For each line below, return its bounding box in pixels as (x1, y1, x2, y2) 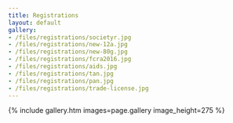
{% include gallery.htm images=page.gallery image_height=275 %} (8, 106, 225, 115)
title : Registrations (8, 11, 79, 20)
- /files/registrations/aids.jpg (8, 63, 118, 71)
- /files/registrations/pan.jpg (8, 77, 114, 85)
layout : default (8, 19, 61, 27)
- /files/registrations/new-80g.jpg (8, 48, 128, 56)
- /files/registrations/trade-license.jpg (8, 84, 149, 92)
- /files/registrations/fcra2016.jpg (8, 56, 132, 63)
